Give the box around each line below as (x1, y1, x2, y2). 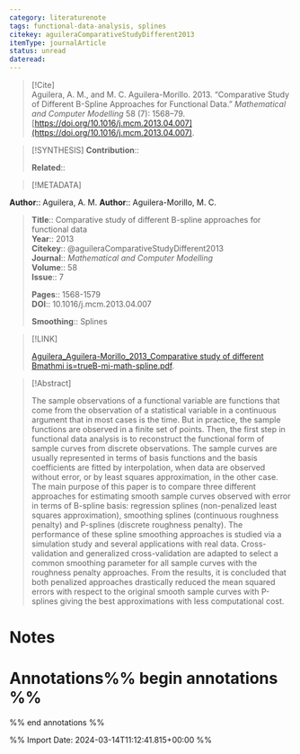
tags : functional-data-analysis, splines (9, 22, 167, 31)
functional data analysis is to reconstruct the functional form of (31, 433, 265, 444)
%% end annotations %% (9, 717, 105, 728)
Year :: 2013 (31, 234, 75, 244)
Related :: (31, 163, 66, 173)
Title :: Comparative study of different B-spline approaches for (31, 215, 261, 225)
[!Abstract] (31, 378, 72, 388)
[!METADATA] (31, 180, 83, 190)
